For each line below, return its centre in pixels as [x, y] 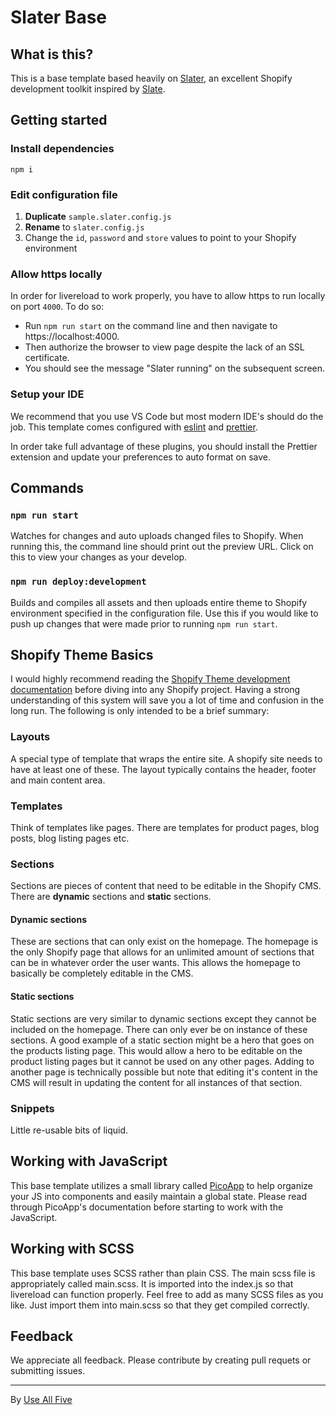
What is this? [52, 54]
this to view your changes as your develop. [99, 557]
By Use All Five [41, 1400]
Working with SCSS [72, 1249]
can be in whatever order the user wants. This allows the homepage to [155, 963]
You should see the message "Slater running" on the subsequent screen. [175, 368]
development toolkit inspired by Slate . [88, 89]
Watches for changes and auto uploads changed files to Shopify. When [157, 536]
